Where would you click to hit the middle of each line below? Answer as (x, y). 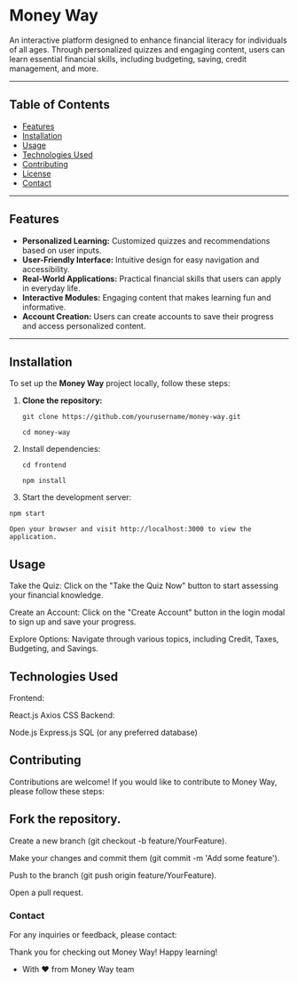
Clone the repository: (62, 400)
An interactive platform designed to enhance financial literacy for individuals (148, 40)
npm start (27, 514)
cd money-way (46, 432)
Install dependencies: (61, 449)
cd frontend (44, 465)
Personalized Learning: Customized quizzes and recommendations (146, 240)
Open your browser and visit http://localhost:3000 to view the (130, 529)
